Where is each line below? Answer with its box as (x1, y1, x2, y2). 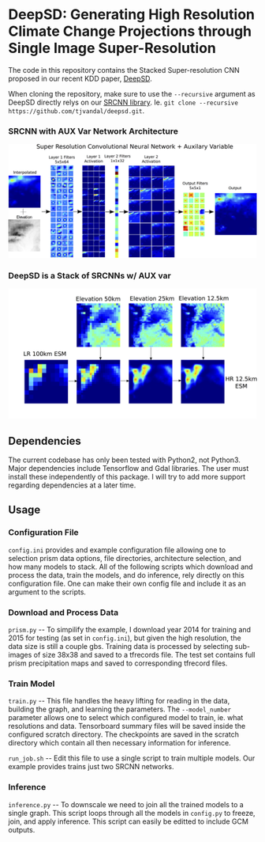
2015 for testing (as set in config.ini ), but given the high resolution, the (8, 633, 242, 643)
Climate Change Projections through (8, 22, 252, 40)
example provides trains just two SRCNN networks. (8, 762, 174, 772)
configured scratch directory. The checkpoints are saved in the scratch (8, 730, 239, 739)
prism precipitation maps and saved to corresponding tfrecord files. (8, 658, 228, 668)
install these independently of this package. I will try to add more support (8, 472, 246, 482)
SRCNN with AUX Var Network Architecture (8, 125, 179, 136)
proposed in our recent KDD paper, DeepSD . (8, 74, 152, 83)
